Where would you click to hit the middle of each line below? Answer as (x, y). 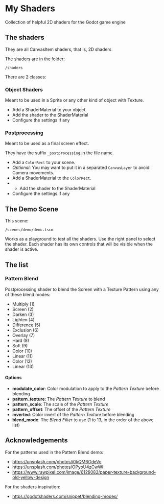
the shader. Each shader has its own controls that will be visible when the (79, 244)
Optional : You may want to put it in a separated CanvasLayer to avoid (81, 168)
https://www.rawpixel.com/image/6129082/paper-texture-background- (84, 472)
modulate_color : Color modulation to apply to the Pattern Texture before (85, 389)
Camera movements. (33, 173)
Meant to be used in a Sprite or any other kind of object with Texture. (75, 100)
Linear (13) (23, 366)
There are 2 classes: (26, 77)
